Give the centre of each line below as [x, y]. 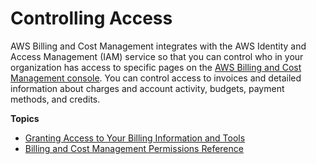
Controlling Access [91, 18]
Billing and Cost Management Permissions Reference [134, 148]
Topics [25, 118]
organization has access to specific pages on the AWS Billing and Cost [156, 67]
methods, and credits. [55, 99]
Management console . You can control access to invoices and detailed [156, 78]
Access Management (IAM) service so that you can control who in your [157, 56]
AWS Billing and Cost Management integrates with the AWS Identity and [158, 46]
